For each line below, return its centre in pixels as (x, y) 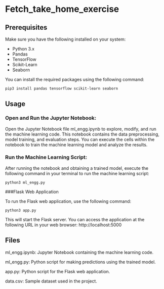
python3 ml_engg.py (25, 182)
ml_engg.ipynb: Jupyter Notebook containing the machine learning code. (79, 252)
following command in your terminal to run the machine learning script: (77, 173)
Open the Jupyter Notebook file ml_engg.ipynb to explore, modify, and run (81, 129)
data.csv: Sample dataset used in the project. (51, 281)
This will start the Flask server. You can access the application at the (75, 219)
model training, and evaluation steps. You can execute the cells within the (80, 139)
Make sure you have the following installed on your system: (65, 39)
